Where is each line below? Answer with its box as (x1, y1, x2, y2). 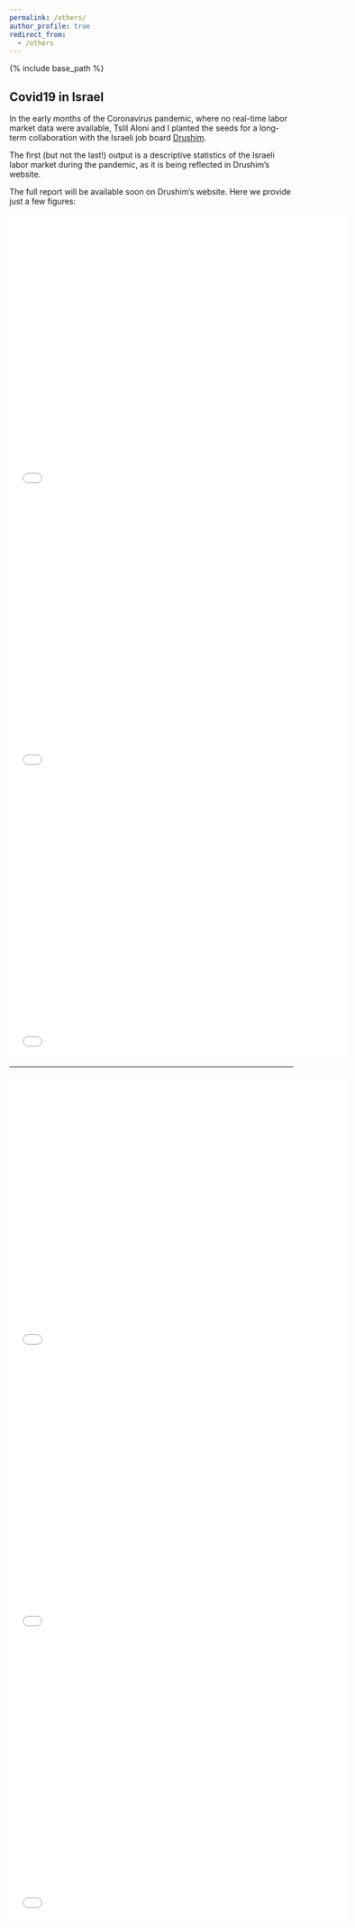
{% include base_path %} (9, 63, 105, 74)
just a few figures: (9, 196, 77, 207)
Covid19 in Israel (9, 89, 105, 105)
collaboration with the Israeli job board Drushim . (28, 132, 207, 143)
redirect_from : (9, 30, 67, 39)
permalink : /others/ (9, 13, 87, 23)
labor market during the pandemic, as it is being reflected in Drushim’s (9, 160, 270, 170)
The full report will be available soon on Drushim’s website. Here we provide (9, 187, 291, 197)
